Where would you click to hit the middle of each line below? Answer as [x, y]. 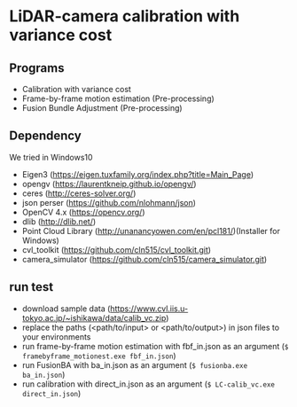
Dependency [45, 136]
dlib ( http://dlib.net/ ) [59, 221]
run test [31, 287]
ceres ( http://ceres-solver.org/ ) [79, 193]
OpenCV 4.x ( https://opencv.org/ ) [83, 212]
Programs [37, 68]
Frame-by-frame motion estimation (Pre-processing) [118, 98]
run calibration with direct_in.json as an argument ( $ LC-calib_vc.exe [148, 384]
